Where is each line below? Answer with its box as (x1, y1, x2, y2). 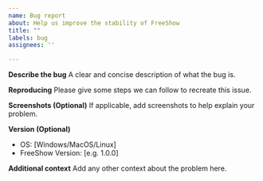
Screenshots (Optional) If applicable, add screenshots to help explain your (8, 101, 255, 110)
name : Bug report (8, 11, 66, 20)
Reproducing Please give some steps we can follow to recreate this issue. (8, 85, 252, 95)
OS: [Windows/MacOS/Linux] (19, 140, 117, 149)
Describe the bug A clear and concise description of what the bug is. (8, 70, 236, 79)
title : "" (8, 26, 41, 34)
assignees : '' (8, 41, 56, 49)
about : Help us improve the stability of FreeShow (8, 19, 180, 27)
